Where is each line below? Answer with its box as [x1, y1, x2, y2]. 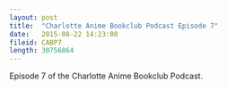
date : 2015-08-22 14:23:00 [9, 29, 118, 38]
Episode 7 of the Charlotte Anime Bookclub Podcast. [9, 70, 204, 81]
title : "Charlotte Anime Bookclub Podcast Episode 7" [9, 21, 219, 30]
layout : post [9, 12, 58, 22]
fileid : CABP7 [9, 37, 63, 47]
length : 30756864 [9, 46, 74, 55]
